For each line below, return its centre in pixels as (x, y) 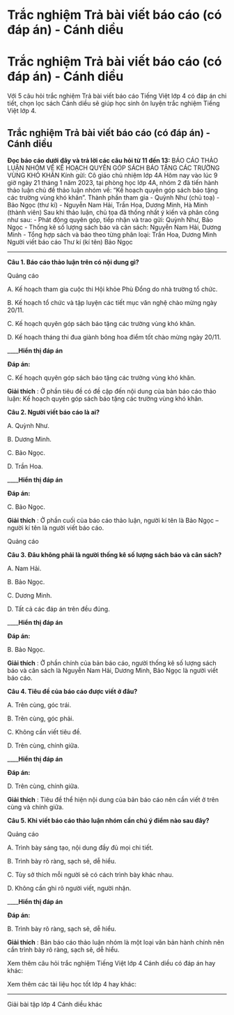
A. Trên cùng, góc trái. (39, 704)
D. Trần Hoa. (25, 466)
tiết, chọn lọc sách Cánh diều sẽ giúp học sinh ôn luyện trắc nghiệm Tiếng (114, 103)
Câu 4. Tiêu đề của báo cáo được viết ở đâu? (72, 691)
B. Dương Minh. (30, 439)
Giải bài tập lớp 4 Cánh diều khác (55, 1004)
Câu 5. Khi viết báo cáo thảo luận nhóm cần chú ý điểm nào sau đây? (108, 820)
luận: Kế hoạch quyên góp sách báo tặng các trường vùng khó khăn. (106, 399)
